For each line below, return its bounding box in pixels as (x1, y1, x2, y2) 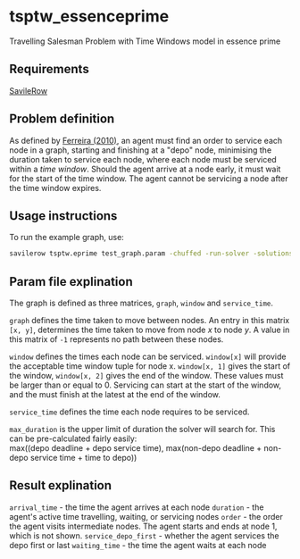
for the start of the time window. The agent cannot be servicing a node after (9, 172, 288, 184)
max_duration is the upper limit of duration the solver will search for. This (9, 424, 276, 435)
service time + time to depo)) (29, 453, 137, 463)
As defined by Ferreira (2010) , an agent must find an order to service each (9, 135, 283, 146)
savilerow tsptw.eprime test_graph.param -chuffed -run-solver (9, 249, 250, 258)
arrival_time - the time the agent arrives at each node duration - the (9, 502, 264, 513)
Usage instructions (9, 208, 118, 223)
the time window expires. (9, 182, 102, 193)
